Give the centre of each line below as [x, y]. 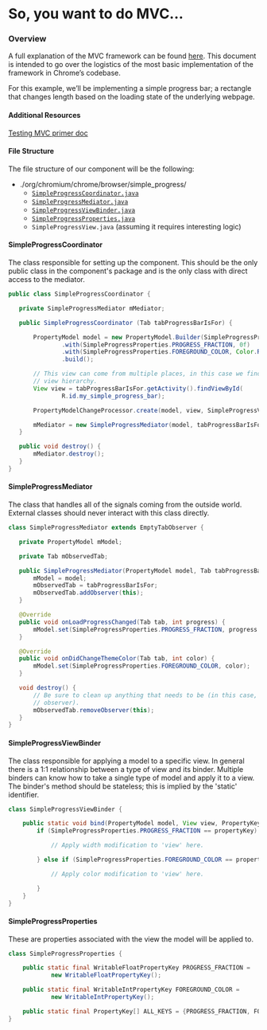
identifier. [24, 794]
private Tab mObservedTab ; [64, 556]
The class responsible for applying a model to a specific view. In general [126, 761]
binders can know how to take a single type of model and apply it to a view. [132, 777]
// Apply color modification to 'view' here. [127, 874]
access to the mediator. [46, 280]
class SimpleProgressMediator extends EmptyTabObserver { [106, 528]
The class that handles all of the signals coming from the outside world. [125, 505]
